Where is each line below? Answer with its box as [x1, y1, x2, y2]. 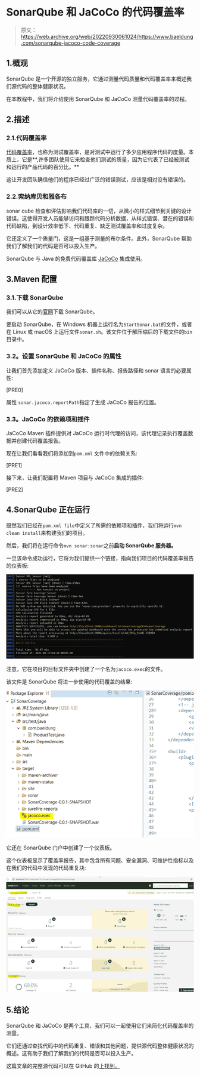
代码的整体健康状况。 [16, 82, 69, 90]
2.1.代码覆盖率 [6, 134, 47, 142]
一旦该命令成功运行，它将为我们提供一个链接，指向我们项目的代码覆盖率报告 [6, 555, 194, 562]
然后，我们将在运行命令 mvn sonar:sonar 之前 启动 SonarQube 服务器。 [6, 541, 177, 549]
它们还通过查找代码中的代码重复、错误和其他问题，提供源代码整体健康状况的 [6, 1042, 194, 1049]
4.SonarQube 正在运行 [6, 505, 90, 515]
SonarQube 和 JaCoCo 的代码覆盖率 [6, 5, 185, 19]
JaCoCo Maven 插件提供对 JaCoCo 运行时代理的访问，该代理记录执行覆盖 [6, 430, 189, 437]
